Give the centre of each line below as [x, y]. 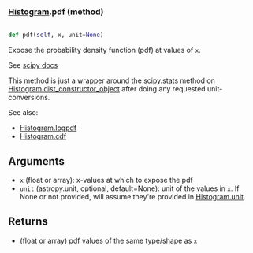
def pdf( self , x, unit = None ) [56, 35]
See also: [23, 113]
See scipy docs [33, 65]
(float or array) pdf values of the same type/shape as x [108, 240]
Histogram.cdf [43, 136]
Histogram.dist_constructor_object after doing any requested [107, 89]
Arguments [37, 161]
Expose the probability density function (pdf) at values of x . [104, 50]
